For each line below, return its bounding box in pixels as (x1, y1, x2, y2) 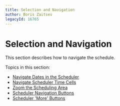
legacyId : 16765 (5, 16, 39, 21)
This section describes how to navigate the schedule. (5, 54, 115, 60)
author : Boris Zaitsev (5, 12, 52, 17)
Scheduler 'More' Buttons (12, 95, 65, 101)
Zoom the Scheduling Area (12, 84, 68, 90)
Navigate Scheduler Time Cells (12, 79, 76, 85)
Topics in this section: (5, 64, 50, 70)
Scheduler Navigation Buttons (12, 90, 74, 96)
